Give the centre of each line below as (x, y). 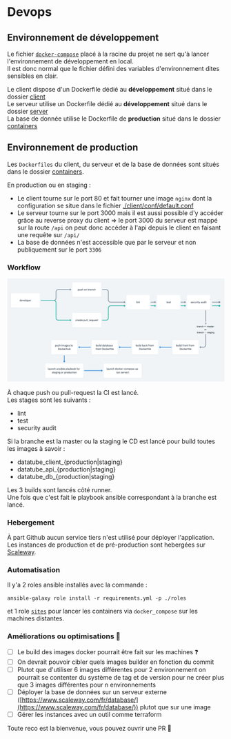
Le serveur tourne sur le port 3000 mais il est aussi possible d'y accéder (120, 213)
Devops (30, 12)
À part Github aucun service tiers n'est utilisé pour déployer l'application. (111, 538)
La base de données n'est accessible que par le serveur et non (107, 242)
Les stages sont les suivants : (49, 400)
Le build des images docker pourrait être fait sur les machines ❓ (108, 651)
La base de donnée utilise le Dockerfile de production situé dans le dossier (114, 119)
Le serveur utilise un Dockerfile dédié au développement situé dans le (107, 104)
